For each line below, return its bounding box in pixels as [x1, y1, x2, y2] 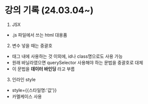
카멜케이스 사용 [12, 93, 42, 99]
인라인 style [12, 76, 36, 82]
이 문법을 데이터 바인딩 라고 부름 [12, 66, 75, 72]
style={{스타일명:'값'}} [12, 87, 57, 93]
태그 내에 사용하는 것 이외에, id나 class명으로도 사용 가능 [12, 53, 123, 59]
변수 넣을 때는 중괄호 [12, 42, 53, 48]
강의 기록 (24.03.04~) [5, 5, 94, 16]
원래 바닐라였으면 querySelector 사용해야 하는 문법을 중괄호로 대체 [12, 59, 143, 65]
